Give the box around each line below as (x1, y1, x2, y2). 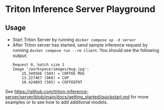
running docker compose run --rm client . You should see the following (12, 47, 159, 53)
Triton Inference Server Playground (5, 3, 155, 15)
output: (12, 52, 28, 58)
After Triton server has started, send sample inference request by (12, 42, 148, 48)
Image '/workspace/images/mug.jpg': (12, 66, 89, 71)
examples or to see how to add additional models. (5, 99, 108, 105)
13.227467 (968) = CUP (22, 75, 69, 80)
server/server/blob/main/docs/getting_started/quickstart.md (5, 94, 130, 99)
